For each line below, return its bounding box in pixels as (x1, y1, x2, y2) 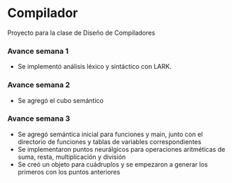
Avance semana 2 (7, 80, 70, 90)
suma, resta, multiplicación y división (17, 152, 126, 161)
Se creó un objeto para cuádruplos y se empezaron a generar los (17, 160, 208, 168)
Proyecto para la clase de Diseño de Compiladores (7, 28, 155, 37)
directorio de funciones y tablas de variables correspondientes (17, 137, 201, 146)
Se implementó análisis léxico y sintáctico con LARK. (17, 62, 172, 71)
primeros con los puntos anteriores (17, 167, 121, 176)
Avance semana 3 (7, 113, 71, 123)
